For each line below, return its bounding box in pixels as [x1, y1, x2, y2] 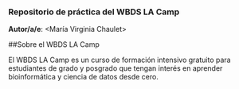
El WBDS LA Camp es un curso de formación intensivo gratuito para [8, 55, 231, 65]
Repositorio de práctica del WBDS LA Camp [8, 6, 180, 17]
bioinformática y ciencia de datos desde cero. [8, 72, 159, 82]
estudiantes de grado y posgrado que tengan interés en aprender [8, 64, 223, 73]
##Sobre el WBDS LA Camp [8, 40, 100, 49]
